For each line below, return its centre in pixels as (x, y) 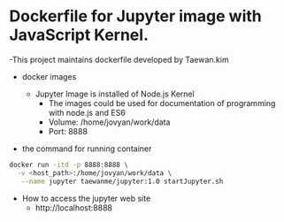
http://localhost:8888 (74, 207)
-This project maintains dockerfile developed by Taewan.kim (119, 59)
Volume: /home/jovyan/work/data (109, 122)
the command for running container (87, 149)
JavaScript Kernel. (79, 35)
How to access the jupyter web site (86, 198)
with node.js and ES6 (87, 112)
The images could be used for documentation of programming (162, 103)
